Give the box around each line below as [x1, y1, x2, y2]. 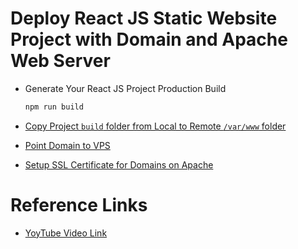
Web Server [10, 50, 111, 72]
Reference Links [10, 194, 148, 216]
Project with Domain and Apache [10, 28, 288, 51]
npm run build [24, 102, 84, 112]
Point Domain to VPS [24, 139, 111, 151]
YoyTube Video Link [24, 227, 108, 239]
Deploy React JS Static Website [10, 7, 278, 30]
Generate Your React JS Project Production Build [24, 82, 227, 94]
